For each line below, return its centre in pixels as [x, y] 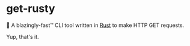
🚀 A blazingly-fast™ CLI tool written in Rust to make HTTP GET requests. [95, 25]
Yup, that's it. [23, 36]
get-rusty [31, 9]
